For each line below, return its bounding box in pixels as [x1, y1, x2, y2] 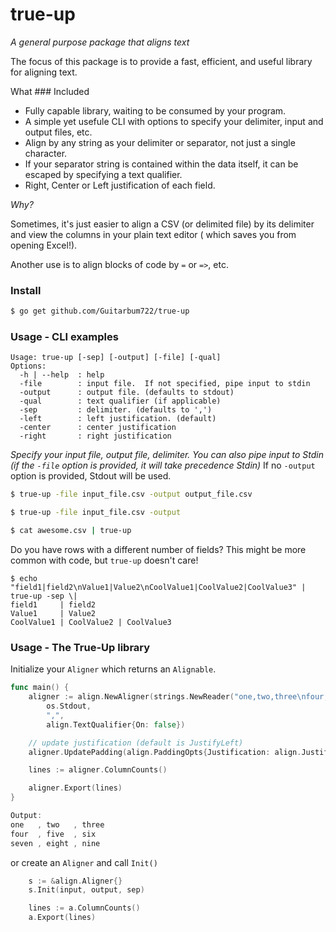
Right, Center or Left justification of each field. [24, 179, 216, 191]
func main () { [10, 683, 70, 693]
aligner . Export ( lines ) [28, 783, 123, 793]
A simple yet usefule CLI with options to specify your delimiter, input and [24, 115, 324, 127]
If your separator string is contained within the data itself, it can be [24, 158, 299, 170]
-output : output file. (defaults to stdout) [19, 388, 235, 398]
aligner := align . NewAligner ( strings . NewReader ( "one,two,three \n [28, 692, 307, 702]
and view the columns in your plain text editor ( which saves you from [10, 228, 297, 240]
